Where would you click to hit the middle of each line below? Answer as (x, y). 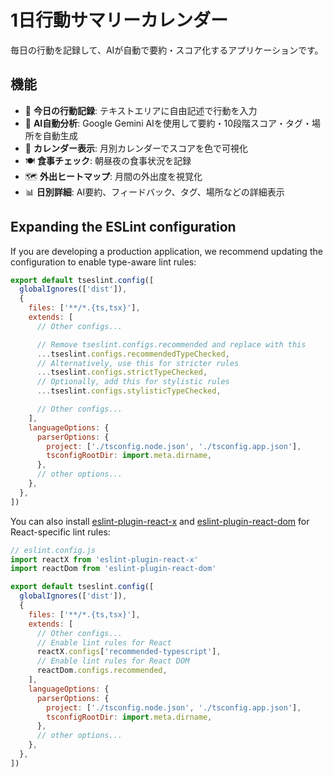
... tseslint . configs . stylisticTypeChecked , (129, 391)
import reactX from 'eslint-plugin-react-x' (104, 559)
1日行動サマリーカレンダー (119, 20)
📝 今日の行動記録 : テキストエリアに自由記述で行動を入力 (141, 110)
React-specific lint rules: (60, 532)
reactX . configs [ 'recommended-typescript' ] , (129, 652)
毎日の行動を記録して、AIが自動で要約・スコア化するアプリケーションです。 (167, 50)
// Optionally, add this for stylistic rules (133, 382)
